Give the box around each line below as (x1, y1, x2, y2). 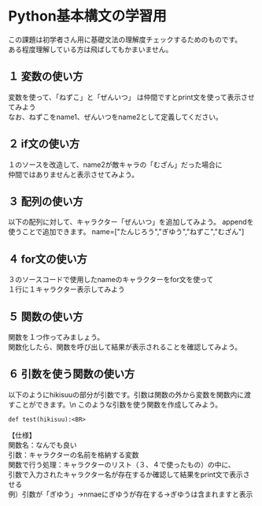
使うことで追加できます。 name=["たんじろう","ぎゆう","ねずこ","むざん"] (8, 227, 245, 236)
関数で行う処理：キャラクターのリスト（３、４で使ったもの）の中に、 (8, 459, 236, 469)
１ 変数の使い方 (8, 70, 83, 84)
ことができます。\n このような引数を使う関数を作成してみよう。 (14, 400, 223, 409)
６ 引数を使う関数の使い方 (8, 367, 135, 381)
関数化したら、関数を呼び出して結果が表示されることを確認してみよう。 (8, 342, 242, 352)
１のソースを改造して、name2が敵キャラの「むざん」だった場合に (8, 159, 223, 169)
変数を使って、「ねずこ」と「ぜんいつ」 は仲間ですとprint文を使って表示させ (8, 92, 256, 102)
